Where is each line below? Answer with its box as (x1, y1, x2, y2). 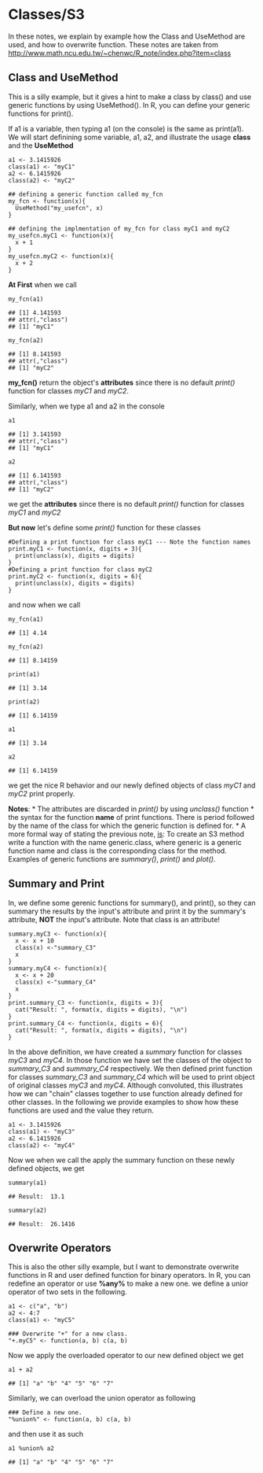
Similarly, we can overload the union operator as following (8, 1394, 196, 1403)
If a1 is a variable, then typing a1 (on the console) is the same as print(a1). (8, 124, 244, 133)
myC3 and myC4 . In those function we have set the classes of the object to (8, 1055, 252, 1065)
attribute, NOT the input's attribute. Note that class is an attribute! (8, 914, 221, 924)
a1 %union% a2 (8, 1445, 55, 1453)
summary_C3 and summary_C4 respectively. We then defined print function (8, 1064, 253, 1073)
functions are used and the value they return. (8, 1106, 155, 1115)
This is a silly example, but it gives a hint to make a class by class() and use (8, 92, 252, 102)
